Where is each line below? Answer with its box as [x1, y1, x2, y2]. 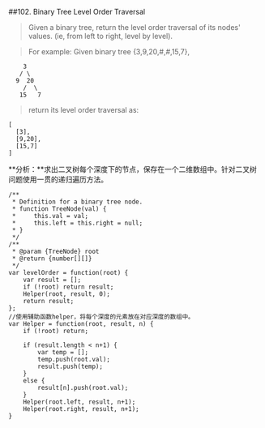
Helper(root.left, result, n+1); [23, 398, 136, 406]
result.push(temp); [37, 362, 104, 370]
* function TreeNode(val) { [11, 205, 107, 213]
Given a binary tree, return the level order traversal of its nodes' [28, 23, 241, 32]
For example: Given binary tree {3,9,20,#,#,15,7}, [28, 47, 190, 56]
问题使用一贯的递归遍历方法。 [8, 174, 108, 184]
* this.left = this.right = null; [11, 219, 143, 227]
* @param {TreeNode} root [11, 247, 100, 255]
